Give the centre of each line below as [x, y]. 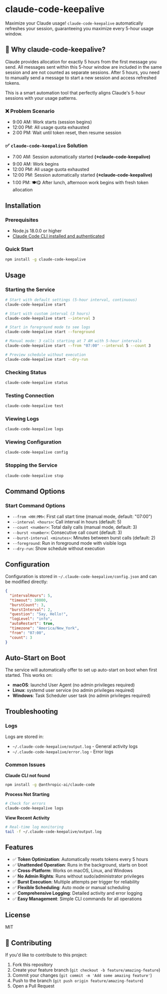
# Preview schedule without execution [45, 355]
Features [19, 847]
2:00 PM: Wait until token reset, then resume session [67, 133]
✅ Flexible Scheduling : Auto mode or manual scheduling [71, 888]
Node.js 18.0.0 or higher [37, 231]
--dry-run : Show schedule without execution [58, 548]
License [18, 915]
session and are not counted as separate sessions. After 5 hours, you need [82, 72]
